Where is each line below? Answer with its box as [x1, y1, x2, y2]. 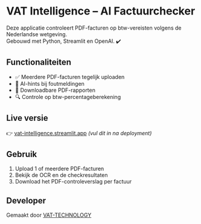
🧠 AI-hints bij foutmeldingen [14, 80, 85, 87]
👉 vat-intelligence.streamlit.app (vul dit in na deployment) [6, 129, 152, 136]
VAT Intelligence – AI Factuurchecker [6, 4, 196, 18]
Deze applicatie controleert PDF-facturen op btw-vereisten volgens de [6, 24, 182, 31]
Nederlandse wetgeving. [6, 30, 68, 37]
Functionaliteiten [6, 57, 71, 68]
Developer [6, 195, 46, 206]
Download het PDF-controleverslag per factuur [14, 178, 132, 185]
